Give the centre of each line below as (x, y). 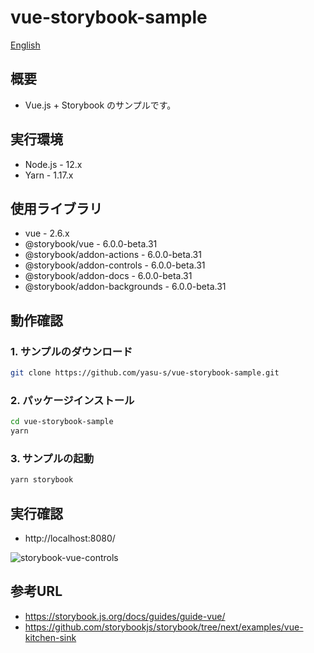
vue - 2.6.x (47, 233)
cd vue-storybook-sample (62, 422)
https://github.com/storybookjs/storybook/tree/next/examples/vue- (164, 627)
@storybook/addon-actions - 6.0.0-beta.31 (113, 255)
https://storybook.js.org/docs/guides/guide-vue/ (125, 616)
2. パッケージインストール (72, 400)
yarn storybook (42, 480)
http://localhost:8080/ (70, 538)
